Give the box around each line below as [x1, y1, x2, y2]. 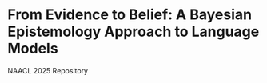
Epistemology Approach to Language [7, 22, 260, 41]
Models [7, 40, 58, 57]
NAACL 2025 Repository [7, 65, 89, 75]
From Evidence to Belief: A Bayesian [7, 6, 253, 24]
